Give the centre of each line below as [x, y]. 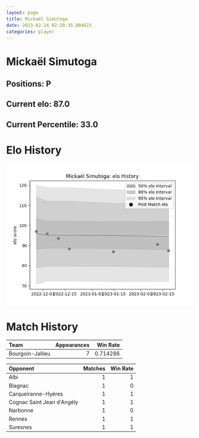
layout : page [22, 13]
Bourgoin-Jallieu [29, 354]
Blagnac [19, 385]
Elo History [34, 150]
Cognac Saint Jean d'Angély [43, 402]
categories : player [30, 32]
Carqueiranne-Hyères [36, 394]
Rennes [18, 419]
